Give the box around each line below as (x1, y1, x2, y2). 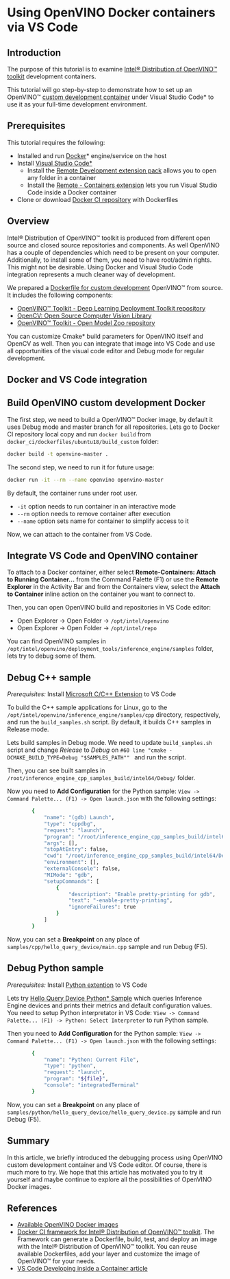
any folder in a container (27, 173, 97, 181)
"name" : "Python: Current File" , (43, 1056, 139, 1063)
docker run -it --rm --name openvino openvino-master (7, 476, 164, 483)
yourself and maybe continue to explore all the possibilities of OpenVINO (7, 1175, 212, 1183)
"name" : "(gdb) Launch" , (43, 814, 115, 821)
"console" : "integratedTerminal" (43, 1082, 139, 1089)
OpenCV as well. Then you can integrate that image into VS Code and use (7, 339, 216, 348)
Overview (7, 215, 50, 227)
